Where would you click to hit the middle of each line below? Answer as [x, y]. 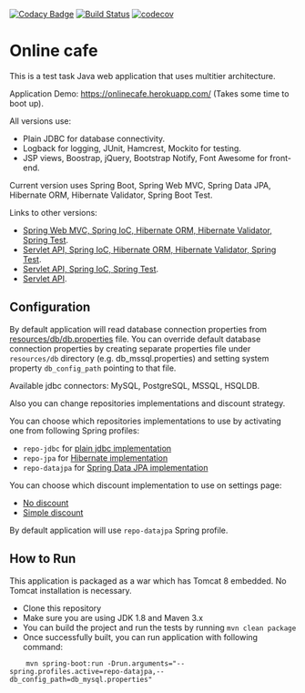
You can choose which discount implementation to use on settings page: [146, 485]
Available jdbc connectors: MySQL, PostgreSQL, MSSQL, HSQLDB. [135, 385]
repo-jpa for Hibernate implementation [95, 458]
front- [280, 158]
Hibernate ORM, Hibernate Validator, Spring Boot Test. [111, 195]
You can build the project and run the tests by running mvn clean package [159, 627]
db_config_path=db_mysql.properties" [81, 679]
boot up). [26, 103]
